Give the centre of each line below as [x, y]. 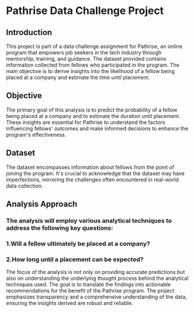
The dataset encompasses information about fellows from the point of [90, 167]
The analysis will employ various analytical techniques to [89, 220]
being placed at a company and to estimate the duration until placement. [93, 116]
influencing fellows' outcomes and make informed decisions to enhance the [97, 128]
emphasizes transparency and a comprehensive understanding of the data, [96, 297]
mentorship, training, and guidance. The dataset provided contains [86, 59]
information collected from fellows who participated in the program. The [93, 65]
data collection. [25, 186]
